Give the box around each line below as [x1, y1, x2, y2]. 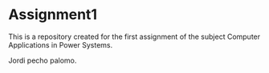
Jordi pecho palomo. [8, 56, 77, 65]
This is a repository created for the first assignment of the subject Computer [8, 32, 261, 41]
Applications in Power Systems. [8, 40, 113, 49]
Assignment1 [8, 6, 98, 24]
